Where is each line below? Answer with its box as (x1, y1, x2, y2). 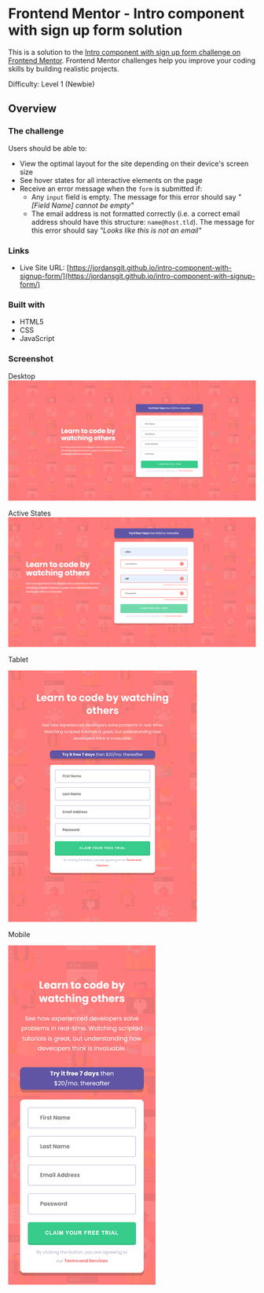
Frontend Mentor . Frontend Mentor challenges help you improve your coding (8, 56, 256, 65)
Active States (8, 508, 51, 518)
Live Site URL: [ (19, 262, 70, 272)
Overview (8, 102, 57, 115)
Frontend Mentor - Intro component (8, 5, 245, 23)
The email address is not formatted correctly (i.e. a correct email (31, 209, 240, 218)
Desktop (8, 371, 35, 381)
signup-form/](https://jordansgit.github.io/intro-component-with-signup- (19, 271, 255, 280)
